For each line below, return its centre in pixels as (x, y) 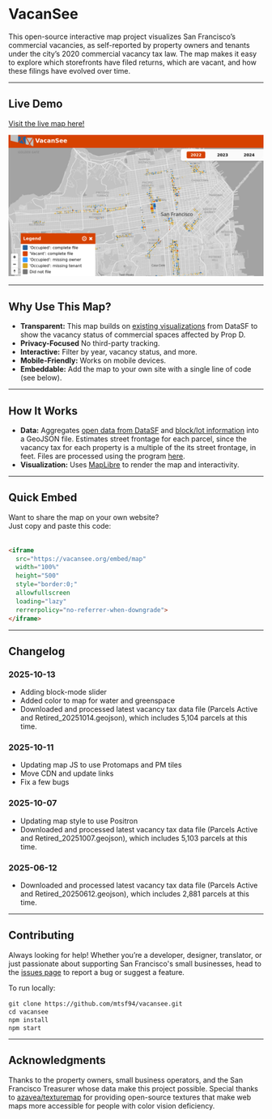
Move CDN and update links (67, 773)
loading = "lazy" (41, 601)
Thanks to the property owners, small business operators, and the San (126, 1080)
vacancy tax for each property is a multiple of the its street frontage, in (138, 447)
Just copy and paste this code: (60, 525)
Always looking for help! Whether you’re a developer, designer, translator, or (135, 955)
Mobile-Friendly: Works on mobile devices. (93, 360)
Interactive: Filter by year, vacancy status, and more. (109, 352)
